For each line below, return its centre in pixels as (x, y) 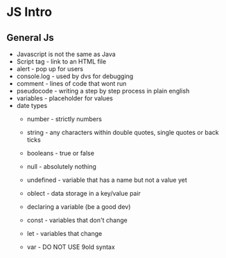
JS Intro (29, 12)
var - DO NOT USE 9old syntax (71, 247)
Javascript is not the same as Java (66, 54)
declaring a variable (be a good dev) (79, 207)
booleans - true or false (61, 153)
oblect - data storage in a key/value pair (84, 193)
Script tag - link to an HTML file (61, 62)
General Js (31, 38)
